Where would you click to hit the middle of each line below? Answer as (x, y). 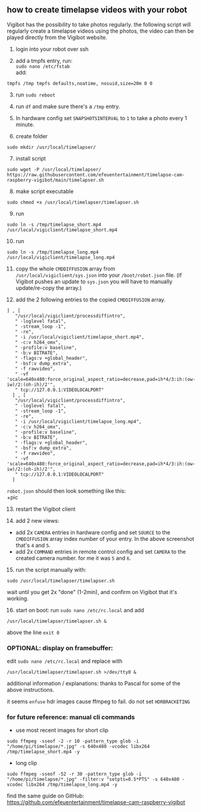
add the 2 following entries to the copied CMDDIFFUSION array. (91, 299)
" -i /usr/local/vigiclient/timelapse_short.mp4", (80, 337)
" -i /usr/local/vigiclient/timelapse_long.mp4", (78, 421)
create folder (32, 136)
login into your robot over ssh (52, 49)
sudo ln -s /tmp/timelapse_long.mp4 (53, 252)
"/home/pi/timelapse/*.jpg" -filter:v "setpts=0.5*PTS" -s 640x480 (93, 779)
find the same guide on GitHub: (46, 796)
